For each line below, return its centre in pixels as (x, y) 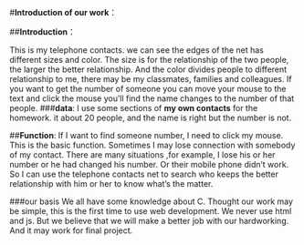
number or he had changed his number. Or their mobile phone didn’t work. (149, 164)
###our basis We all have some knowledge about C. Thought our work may (152, 201)
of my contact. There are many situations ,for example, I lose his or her (142, 155)
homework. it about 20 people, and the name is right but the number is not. (151, 117)
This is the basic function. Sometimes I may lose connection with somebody (152, 145)
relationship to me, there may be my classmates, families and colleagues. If (151, 79)
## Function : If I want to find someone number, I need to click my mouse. (147, 135)
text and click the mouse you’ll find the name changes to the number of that (152, 98)
